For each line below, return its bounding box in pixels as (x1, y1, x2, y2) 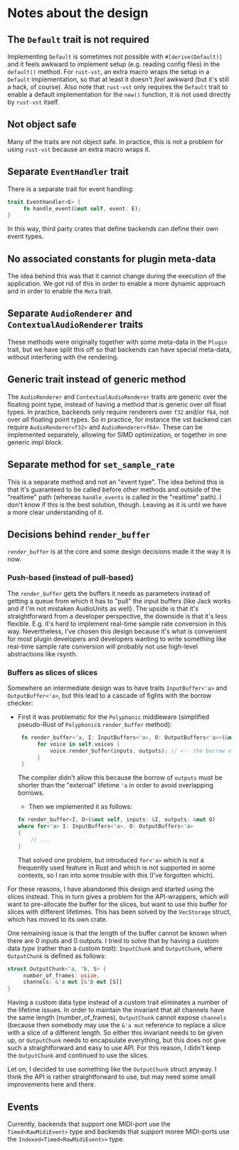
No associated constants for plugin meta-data (7, 253, 216, 265)
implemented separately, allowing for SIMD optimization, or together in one (7, 430, 228, 439)
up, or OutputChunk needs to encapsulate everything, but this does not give (7, 1036, 226, 1044)
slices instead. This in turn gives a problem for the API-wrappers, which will (7, 892, 229, 900)
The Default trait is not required (7, 34, 149, 46)
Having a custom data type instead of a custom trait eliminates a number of (7, 998, 228, 1007)
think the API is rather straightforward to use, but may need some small (7, 1072, 216, 1082)
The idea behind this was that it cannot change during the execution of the (7, 272, 226, 280)
